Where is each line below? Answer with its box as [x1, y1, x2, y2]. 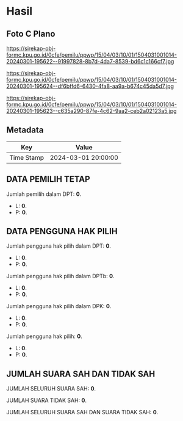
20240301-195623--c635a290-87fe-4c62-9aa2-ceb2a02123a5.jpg [6, 107, 177, 114]
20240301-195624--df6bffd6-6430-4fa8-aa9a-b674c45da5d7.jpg [6, 82, 174, 90]
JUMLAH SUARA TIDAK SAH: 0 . [6, 397, 87, 404]
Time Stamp [9, 153, 45, 162]
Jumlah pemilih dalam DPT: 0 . [6, 190, 82, 198]
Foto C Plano [6, 29, 56, 39]
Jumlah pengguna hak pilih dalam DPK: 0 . [6, 303, 112, 310]
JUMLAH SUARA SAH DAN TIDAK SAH [6, 369, 156, 379]
